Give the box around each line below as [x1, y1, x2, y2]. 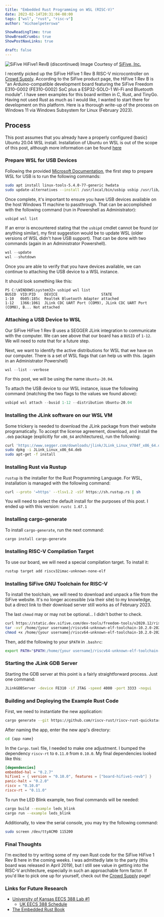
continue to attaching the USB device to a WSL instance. [5, 269, 119, 275]
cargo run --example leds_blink [5, 811, 71, 815]
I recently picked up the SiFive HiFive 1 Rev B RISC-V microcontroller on [5, 71, 149, 76]
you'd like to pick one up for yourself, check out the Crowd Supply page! [5, 872, 151, 878]
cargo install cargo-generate [5, 536, 67, 541]
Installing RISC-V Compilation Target [5, 548, 94, 555]
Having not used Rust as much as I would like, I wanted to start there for [5, 97, 150, 102]
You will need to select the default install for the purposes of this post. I [5, 498, 148, 504]
